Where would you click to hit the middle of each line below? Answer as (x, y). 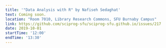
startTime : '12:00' (26, 33)
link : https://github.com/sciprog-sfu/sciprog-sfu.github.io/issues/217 (83, 24)
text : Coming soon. (26, 14)
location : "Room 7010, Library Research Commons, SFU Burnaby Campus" (81, 19)
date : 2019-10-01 (23, 28)
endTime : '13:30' (23, 38)
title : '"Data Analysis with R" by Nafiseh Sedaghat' (63, 10)
